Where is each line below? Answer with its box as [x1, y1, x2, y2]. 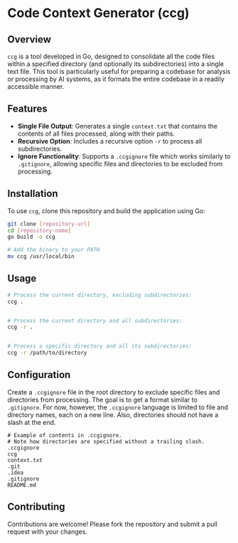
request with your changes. [7, 527, 87, 536]
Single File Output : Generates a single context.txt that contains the [17, 122, 218, 130]
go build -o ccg [7, 233, 55, 241]
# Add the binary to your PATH [7, 247, 100, 254]
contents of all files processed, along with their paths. [17, 129, 175, 138]
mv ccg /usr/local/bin [7, 253, 75, 260]
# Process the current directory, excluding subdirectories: [7, 291, 193, 299]
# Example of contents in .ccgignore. [7, 431, 122, 439]
